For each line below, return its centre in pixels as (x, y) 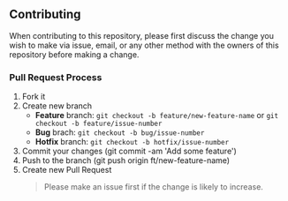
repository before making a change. (74, 54)
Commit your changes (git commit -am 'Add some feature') (129, 151)
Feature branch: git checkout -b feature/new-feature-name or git (157, 115)
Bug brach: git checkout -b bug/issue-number (120, 132)
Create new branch (57, 106)
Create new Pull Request (67, 170)
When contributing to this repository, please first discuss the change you (141, 35)
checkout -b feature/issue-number (99, 124)
